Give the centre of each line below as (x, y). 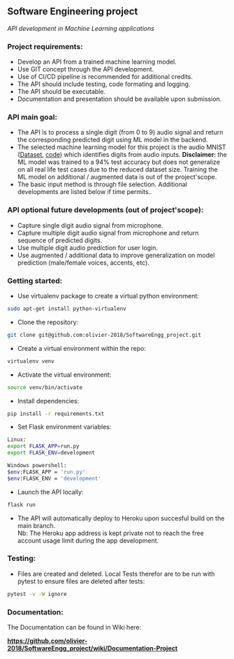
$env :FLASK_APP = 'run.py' (46, 472)
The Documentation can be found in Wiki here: (74, 627)
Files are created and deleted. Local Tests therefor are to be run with (116, 574)
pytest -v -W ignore (37, 594)
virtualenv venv (31, 361)
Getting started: (35, 281)
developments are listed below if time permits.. (85, 192)
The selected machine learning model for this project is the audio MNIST (122, 147)
